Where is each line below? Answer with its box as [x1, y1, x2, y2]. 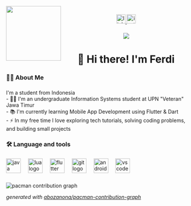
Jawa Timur [6, 102, 35, 109]
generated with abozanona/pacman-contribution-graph [6, 193, 141, 200]
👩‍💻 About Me [6, 73, 44, 81]
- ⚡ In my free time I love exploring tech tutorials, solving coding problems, [6, 117, 186, 124]
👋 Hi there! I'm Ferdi [77, 53, 175, 66]
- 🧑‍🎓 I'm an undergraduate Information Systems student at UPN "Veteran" [6, 95, 184, 102]
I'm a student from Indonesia [6, 89, 75, 96]
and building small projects [6, 125, 71, 132]
